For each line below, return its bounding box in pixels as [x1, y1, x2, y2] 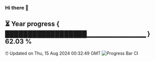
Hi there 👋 [5, 4, 29, 11]
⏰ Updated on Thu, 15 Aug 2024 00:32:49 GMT [5, 50, 101, 56]
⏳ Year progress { [5, 20, 60, 28]
